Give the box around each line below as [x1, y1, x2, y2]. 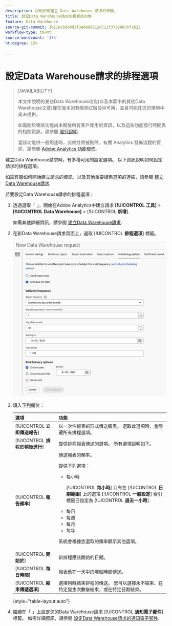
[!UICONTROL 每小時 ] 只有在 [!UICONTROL [66, 485, 158, 491]
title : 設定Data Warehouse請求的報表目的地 [5, 13, 92, 19]
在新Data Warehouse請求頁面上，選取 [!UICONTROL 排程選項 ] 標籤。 [12, 230, 159, 236]
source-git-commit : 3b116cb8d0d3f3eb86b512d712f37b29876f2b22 [5, 25, 141, 30]
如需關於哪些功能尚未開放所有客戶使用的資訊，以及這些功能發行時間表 [17, 122, 166, 128]
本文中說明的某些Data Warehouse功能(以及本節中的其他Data [17, 98, 145, 105]
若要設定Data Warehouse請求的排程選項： [5, 191, 95, 197]
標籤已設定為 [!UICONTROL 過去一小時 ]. [66, 497, 150, 504]
